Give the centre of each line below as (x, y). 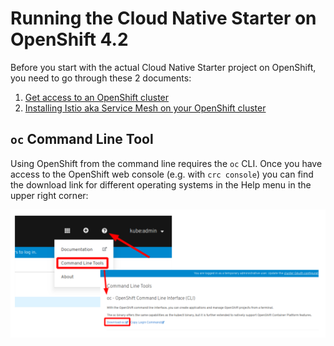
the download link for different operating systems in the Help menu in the (161, 184)
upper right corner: (49, 195)
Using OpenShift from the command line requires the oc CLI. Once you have (166, 163)
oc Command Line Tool (82, 139)
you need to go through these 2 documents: (101, 78)
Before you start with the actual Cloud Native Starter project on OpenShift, (163, 67)
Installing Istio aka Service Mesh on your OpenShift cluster (145, 108)
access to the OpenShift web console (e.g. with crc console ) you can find (162, 174)
